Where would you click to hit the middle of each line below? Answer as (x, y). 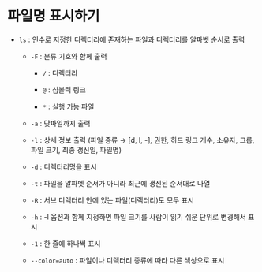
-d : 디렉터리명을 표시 (64, 166)
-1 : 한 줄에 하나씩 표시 (65, 243)
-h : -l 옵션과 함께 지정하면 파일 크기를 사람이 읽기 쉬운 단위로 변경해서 (138, 217)
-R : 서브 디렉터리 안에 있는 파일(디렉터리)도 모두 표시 (112, 200)
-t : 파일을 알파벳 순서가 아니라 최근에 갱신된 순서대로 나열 (120, 183)
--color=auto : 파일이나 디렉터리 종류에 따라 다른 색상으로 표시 (127, 260)
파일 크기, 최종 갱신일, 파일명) (76, 150)
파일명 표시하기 (54, 16)
